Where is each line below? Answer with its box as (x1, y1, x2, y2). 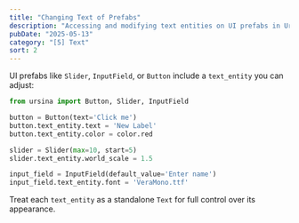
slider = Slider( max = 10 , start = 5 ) (9, 146, 138, 155)
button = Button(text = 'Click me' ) (9, 113, 138, 122)
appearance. (9, 203, 56, 214)
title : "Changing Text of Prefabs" (9, 12, 141, 22)
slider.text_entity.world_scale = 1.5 (9, 154, 153, 163)
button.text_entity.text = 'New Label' (9, 121, 158, 130)
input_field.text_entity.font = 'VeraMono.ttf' (9, 179, 190, 187)
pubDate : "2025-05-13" (9, 29, 93, 38)
